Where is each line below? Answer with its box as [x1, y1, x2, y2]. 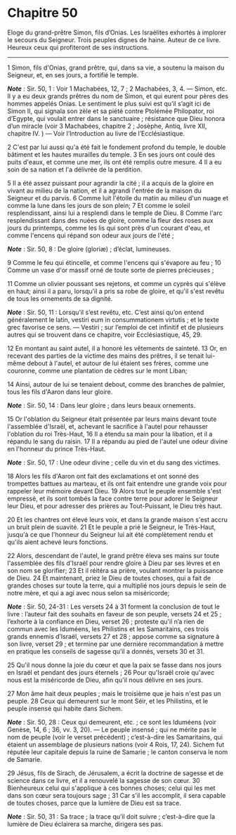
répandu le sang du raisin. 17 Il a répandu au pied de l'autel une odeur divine [7, 437, 228, 446]
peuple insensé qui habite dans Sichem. [7, 704, 123, 713]
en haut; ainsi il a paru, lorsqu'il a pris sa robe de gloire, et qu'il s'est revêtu [7, 287, 225, 295]
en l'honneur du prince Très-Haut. [7, 444, 106, 453]
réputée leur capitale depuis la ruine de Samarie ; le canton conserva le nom [7, 747, 228, 756]
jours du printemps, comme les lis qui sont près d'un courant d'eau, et [7, 224, 211, 232]
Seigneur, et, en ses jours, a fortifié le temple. [7, 70, 139, 79]
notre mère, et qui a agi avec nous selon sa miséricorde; [7, 588, 170, 597]
